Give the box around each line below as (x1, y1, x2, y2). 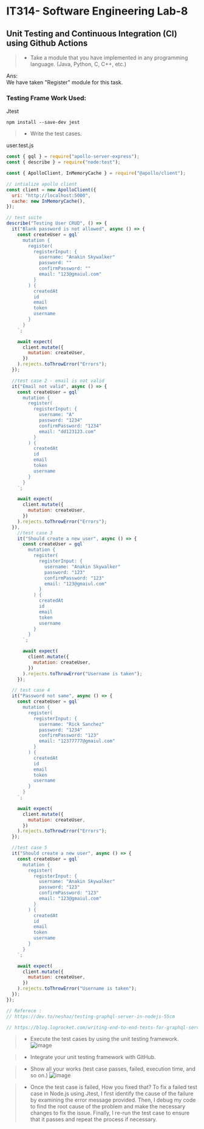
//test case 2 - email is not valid (12, 378, 104, 384)
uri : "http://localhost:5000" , (12, 193, 91, 199)
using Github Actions (6, 38, 88, 48)
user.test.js (6, 142, 34, 149)
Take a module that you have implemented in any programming (30, 54, 188, 61)
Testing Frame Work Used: (6, 94, 87, 102)
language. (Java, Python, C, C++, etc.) (30, 61, 127, 67)
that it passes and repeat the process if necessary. (30, 1116, 158, 1123)
